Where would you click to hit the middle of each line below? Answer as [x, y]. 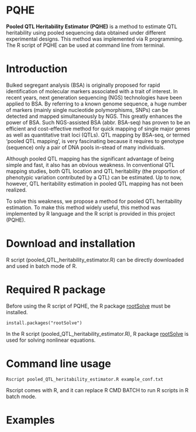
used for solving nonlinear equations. [51, 340]
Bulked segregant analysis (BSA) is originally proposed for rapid [83, 85]
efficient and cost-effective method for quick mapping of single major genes [98, 128]
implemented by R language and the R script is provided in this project [91, 213]
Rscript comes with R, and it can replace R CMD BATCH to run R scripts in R [97, 390]
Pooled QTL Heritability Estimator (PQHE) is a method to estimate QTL [92, 26]
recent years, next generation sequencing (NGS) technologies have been [94, 97]
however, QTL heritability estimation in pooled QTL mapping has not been [94, 183]
